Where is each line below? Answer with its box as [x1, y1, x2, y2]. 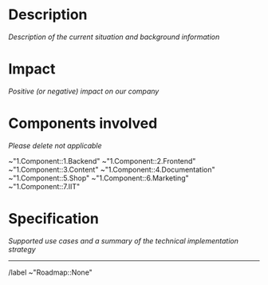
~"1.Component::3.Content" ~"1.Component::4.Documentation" [8, 164, 215, 174]
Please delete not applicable [8, 141, 102, 150]
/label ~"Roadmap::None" [8, 267, 93, 277]
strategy [8, 244, 36, 254]
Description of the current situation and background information [8, 32, 220, 42]
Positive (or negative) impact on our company [8, 86, 160, 96]
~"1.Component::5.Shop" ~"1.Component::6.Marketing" [8, 173, 189, 183]
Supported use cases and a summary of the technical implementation [8, 236, 239, 245]
